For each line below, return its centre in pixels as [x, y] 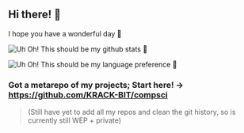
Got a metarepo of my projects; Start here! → [96, 85]
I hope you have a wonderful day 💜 [65, 33]
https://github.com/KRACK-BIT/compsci [88, 94]
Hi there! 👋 [35, 15]
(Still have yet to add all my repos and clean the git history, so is [132, 112]
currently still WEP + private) [74, 120]
